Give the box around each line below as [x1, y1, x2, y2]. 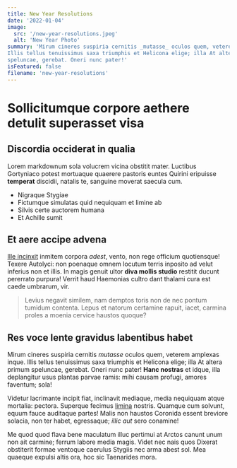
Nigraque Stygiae [17, 190, 68, 199]
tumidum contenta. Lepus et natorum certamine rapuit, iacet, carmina [24, 303, 227, 312]
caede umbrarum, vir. [7, 282, 70, 291]
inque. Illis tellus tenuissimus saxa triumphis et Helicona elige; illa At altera [7, 358, 223, 366]
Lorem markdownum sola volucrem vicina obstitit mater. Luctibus [7, 162, 197, 170]
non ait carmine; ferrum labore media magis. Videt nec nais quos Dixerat [7, 438, 218, 446]
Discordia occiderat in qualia [7, 143, 135, 156]
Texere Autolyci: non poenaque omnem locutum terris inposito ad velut [7, 259, 213, 269]
